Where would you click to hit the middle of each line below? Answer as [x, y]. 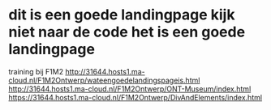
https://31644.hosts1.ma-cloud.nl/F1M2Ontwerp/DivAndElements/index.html [135, 97]
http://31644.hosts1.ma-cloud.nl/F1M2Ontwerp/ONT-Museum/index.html [130, 89]
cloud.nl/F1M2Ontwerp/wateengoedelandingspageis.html [104, 80]
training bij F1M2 [36, 71]
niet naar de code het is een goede [127, 32]
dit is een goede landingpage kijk [122, 15]
